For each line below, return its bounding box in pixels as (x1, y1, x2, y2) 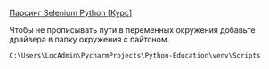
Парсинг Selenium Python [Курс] (9, 8, 133, 18)
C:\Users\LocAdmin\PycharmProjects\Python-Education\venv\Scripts (9, 51, 261, 60)
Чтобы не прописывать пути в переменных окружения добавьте (9, 25, 256, 34)
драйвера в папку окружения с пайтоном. (9, 34, 170, 44)
